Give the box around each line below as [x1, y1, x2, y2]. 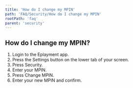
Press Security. [12, 62, 43, 68]
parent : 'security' [5, 20, 45, 26]
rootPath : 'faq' [5, 16, 38, 21]
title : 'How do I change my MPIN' [5, 7, 76, 12]
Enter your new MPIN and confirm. [12, 77, 82, 83]
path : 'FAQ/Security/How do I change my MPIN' [5, 12, 102, 17]
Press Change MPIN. [12, 72, 54, 78]
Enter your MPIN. [12, 67, 47, 73]
